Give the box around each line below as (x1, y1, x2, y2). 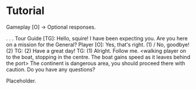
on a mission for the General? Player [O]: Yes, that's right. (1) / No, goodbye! (6, 41, 190, 48)
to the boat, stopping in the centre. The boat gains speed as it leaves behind (6, 53, 191, 60)
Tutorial (6, 4, 45, 18)
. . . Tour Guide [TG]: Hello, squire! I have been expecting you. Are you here (6, 35, 188, 42)
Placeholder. (6, 77, 36, 84)
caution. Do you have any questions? (6, 66, 96, 73)
